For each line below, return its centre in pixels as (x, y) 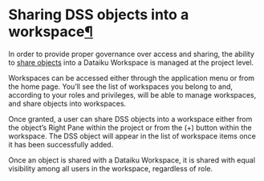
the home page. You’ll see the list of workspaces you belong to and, (121, 86)
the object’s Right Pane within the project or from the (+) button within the (130, 127)
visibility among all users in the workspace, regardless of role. (111, 168)
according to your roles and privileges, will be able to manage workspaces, (132, 95)
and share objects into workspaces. (67, 103)
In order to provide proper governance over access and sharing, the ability (132, 54)
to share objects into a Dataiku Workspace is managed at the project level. (131, 62)
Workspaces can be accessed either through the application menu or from (132, 78)
